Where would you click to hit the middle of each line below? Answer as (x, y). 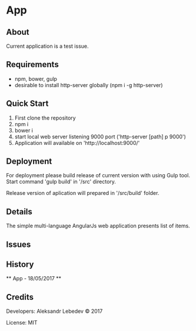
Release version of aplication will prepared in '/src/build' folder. (83, 193)
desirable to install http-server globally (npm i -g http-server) (89, 85)
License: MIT (22, 323)
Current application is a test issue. (48, 46)
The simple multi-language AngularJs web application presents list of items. (98, 226)
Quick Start (27, 104)
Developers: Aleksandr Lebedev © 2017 (54, 311)
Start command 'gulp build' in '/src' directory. (61, 182)
